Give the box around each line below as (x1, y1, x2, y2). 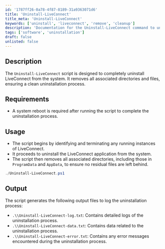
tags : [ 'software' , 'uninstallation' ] (5, 30, 84, 35)
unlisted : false (5, 39, 38, 44)
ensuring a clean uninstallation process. (5, 81, 86, 86)
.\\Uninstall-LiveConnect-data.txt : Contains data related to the (12, 222, 144, 228)
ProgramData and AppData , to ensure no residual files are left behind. (12, 162, 149, 167)
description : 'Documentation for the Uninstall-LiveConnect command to (5, 26, 155, 30)
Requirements (5, 95, 49, 103)
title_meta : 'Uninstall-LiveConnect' (5, 16, 82, 21)
